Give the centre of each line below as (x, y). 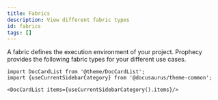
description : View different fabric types (68, 20)
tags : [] (19, 33)
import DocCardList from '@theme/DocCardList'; (76, 72)
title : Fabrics (29, 13)
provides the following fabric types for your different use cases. (97, 60)
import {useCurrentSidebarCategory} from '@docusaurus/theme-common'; (110, 78)
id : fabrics (24, 26)
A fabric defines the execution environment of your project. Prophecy (105, 52)
